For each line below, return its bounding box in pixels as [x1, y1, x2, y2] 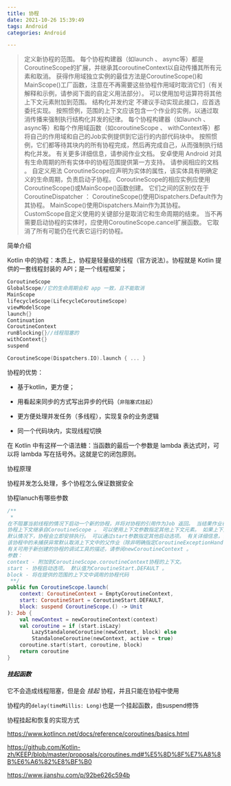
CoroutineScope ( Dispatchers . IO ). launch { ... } [7, 355, 146, 362]
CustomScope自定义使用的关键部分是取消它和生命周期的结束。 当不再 [23, 210, 223, 218]
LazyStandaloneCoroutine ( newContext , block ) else [32, 629, 177, 636]
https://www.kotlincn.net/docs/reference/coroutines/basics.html [7, 730, 190, 738]
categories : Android [7, 29, 67, 36]
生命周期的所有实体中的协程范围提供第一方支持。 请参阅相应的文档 [30, 158, 219, 166]
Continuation [7, 317, 45, 324]
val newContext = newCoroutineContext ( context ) [19, 616, 158, 623]
